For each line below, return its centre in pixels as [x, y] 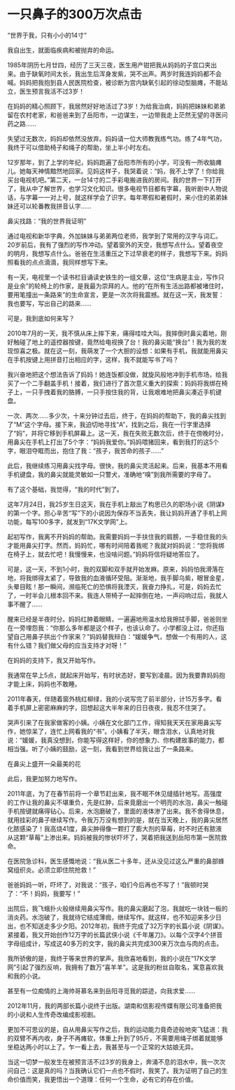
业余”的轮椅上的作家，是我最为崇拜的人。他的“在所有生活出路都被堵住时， [120, 285]
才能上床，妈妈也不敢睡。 [44, 684]
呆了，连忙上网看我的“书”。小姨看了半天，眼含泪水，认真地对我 [123, 731]
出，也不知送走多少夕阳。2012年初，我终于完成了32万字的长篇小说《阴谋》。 [117, 926]
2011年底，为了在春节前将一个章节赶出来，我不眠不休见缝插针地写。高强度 [115, 793]
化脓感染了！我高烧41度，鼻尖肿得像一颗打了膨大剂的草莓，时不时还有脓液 [115, 828]
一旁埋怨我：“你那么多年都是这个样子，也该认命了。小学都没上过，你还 [116, 628]
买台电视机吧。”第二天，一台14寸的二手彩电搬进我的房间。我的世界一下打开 [114, 180]
